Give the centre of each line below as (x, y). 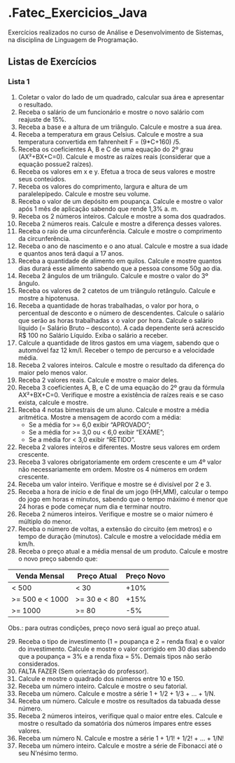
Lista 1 (19, 82)
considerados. (39, 664)
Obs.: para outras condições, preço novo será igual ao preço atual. (104, 628)
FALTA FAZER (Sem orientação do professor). (83, 671)
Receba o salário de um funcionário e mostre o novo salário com (111, 112)
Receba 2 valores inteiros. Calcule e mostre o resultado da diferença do (121, 365)
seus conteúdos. (42, 179)
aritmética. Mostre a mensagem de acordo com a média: (99, 417)
